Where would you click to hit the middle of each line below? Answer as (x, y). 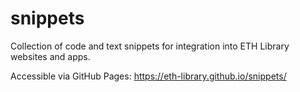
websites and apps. (50, 56)
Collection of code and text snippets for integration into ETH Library (150, 46)
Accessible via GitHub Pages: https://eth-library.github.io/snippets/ (148, 76)
